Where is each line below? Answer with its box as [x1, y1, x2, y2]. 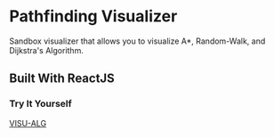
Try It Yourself [9, 98, 73, 110]
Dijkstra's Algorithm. [9, 44, 85, 55]
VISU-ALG [9, 117, 47, 128]
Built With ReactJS [9, 71, 116, 86]
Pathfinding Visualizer [9, 6, 178, 27]
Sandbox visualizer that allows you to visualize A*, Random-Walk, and [9, 36, 266, 46]
